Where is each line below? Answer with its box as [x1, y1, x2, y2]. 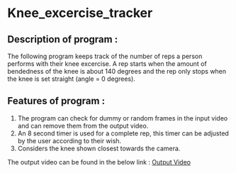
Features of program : [7, 95, 105, 107]
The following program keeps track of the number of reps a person [7, 52, 203, 60]
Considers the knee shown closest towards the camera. [17, 144, 181, 152]
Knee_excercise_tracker [7, 5, 153, 21]
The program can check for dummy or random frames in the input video [17, 113, 228, 122]
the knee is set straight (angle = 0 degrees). [7, 74, 136, 83]
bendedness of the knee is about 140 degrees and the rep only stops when [7, 67, 227, 75]
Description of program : [7, 33, 118, 45]
